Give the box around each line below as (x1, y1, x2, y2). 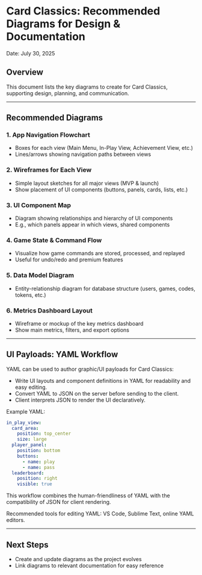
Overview (6, 67, 44, 78)
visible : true (17, 481, 52, 487)
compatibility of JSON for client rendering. (6, 499, 111, 506)
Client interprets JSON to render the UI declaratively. (14, 396, 146, 403)
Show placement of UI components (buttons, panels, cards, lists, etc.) (14, 185, 188, 193)
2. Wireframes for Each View (6, 166, 92, 174)
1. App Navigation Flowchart (6, 131, 90, 139)
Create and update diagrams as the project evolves (14, 556, 142, 563)
